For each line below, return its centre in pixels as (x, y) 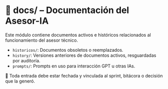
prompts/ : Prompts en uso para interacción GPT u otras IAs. (74, 66)
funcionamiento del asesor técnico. (42, 40)
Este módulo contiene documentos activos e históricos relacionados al (78, 35)
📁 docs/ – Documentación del (67, 10)
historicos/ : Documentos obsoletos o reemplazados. (68, 50)
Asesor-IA (27, 21)
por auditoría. (26, 60)
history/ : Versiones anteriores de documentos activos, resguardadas (84, 55)
